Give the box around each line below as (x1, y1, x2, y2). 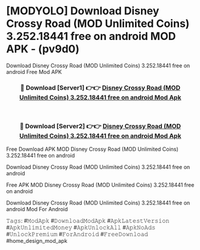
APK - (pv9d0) (6, 42, 79, 56)
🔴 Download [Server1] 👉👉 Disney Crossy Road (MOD (20, 84, 181, 92)
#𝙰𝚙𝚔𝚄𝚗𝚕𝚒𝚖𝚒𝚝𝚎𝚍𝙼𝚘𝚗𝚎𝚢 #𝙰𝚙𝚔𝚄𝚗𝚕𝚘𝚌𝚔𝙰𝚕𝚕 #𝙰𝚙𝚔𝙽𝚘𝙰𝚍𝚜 (6, 224, 156, 231)
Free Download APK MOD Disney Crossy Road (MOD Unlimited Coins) (6, 145, 179, 153)
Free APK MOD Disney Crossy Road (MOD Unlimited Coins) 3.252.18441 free (6, 181, 195, 189)
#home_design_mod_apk (6, 237, 67, 244)
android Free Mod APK (6, 68, 62, 75)
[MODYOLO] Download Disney (6, 4, 159, 18)
